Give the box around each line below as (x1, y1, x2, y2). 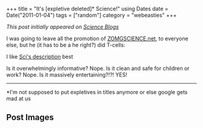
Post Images (6, 112, 54, 123)
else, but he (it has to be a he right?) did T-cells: (6, 42, 126, 48)
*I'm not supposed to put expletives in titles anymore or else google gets (6, 89, 188, 95)
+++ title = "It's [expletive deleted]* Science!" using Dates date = (6, 5, 169, 12)
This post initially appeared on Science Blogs (6, 24, 119, 30)
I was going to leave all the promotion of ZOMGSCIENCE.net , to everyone (6, 35, 188, 42)
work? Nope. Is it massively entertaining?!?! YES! (6, 71, 128, 78)
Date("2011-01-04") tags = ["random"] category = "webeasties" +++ (6, 11, 177, 19)
